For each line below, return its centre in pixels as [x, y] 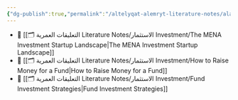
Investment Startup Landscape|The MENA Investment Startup [107, 45]
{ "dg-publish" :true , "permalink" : [56, 14]
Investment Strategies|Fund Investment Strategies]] [92, 89]
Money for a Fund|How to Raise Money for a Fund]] [92, 70]
